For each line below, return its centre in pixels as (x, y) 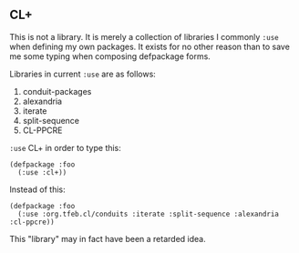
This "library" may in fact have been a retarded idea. (108, 238)
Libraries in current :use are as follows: (83, 74)
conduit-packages (57, 91)
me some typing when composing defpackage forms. (110, 56)
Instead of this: (37, 189)
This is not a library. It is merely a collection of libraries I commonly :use (144, 36)
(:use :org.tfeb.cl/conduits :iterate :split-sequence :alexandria (149, 214)
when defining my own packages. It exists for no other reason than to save (149, 46)
